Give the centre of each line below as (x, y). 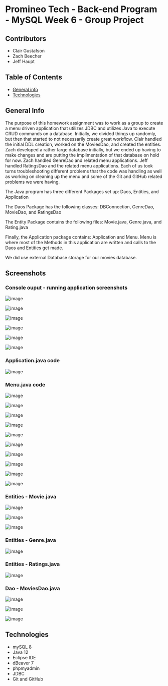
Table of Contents (34, 77)
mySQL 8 (22, 647)
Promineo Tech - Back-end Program (81, 9)
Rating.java (17, 227)
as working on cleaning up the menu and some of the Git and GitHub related (84, 176)
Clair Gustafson (29, 51)
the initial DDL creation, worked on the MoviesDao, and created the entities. (83, 144)
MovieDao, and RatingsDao (33, 212)
